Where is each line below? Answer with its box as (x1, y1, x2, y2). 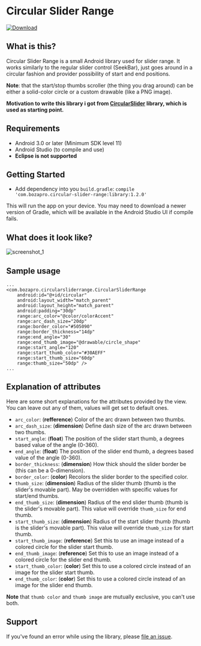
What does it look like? (6, 232, 93, 242)
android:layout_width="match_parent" (17, 298, 112, 304)
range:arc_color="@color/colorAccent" (17, 313, 114, 319)
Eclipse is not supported (14, 152, 77, 160)
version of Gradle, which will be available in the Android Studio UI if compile (6, 209, 194, 216)
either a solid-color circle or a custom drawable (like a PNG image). (6, 88, 172, 95)
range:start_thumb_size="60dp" (17, 355, 95, 361)
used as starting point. (6, 106, 64, 113)
